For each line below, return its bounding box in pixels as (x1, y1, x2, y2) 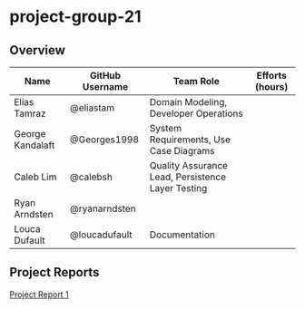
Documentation (149, 228, 216, 241)
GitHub (89, 70, 121, 82)
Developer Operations (149, 107, 243, 120)
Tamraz (14, 107, 46, 120)
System (149, 122, 182, 134)
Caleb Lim (14, 170, 57, 183)
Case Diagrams (149, 145, 215, 157)
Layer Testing (149, 182, 208, 194)
